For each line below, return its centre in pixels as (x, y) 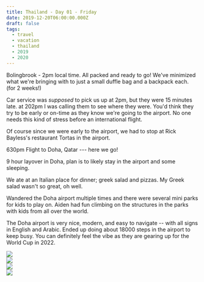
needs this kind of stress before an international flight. (74, 119)
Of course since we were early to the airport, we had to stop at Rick (91, 131)
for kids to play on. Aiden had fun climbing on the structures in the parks (97, 204)
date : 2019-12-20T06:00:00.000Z (47, 18)
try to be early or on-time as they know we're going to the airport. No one (99, 113)
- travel (23, 35)
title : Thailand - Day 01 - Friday (52, 12)
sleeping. (18, 168)
